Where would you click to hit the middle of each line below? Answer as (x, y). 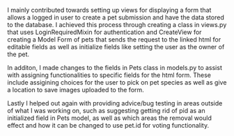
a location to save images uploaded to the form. (76, 90)
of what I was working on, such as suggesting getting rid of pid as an (106, 111)
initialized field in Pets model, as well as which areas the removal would (110, 118)
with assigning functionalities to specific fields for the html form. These (109, 75)
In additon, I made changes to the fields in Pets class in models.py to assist (115, 68)
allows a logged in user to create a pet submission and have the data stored (116, 17)
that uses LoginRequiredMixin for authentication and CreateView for (104, 32)
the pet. (18, 54)
